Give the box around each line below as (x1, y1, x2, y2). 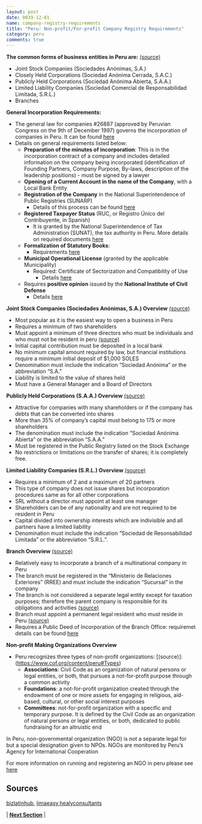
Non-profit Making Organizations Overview (6, 641, 117, 648)
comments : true (6, 37, 44, 43)
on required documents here (32, 236, 104, 243)
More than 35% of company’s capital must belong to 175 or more (14, 417, 176, 423)
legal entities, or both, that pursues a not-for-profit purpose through (23, 672, 192, 679)
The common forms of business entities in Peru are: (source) (6, 54, 161, 60)
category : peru (6, 31, 44, 37)
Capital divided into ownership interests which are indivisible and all (14, 517, 183, 524)
